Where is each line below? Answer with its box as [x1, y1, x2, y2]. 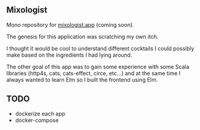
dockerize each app [15, 110, 66, 117]
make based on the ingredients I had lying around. [6, 51, 132, 59]
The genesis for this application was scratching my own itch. [6, 33, 159, 40]
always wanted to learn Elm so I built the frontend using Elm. [6, 76, 159, 83]
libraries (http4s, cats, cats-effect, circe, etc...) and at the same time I [6, 70, 181, 77]
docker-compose [15, 116, 59, 124]
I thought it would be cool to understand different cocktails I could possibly [6, 45, 195, 52]
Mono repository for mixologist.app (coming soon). [6, 21, 134, 28]
